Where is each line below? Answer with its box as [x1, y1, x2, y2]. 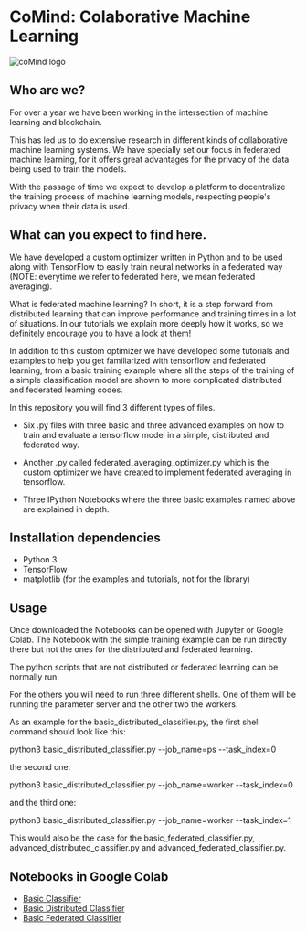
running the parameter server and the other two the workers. [9, 699, 238, 710]
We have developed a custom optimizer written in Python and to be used [9, 252, 283, 262]
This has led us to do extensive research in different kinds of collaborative [9, 134, 288, 145]
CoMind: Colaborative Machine [9, 6, 251, 27]
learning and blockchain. [9, 116, 102, 127]
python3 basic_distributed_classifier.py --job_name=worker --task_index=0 [9, 779, 294, 790]
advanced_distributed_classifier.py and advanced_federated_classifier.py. [9, 842, 287, 853]
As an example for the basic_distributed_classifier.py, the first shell [9, 716, 260, 728]
